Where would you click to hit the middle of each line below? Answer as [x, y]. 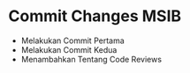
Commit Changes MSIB [95, 16]
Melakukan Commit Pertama [72, 40]
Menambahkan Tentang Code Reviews [91, 59]
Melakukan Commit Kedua [69, 49]
